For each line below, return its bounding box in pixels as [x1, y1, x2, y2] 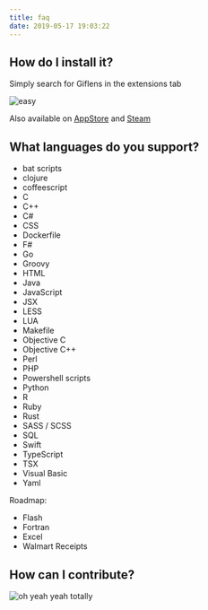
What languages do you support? [9, 139, 200, 154]
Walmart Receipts [22, 541, 88, 552]
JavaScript [22, 287, 63, 298]
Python [22, 382, 49, 393]
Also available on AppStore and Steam [9, 113, 151, 124]
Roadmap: [9, 495, 48, 506]
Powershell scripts [22, 373, 91, 384]
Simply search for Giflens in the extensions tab [9, 78, 182, 90]
